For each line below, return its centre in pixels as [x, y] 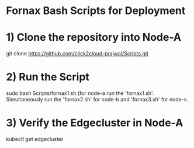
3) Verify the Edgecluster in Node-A [95, 123]
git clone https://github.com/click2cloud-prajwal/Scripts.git [77, 54]
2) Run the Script [48, 77]
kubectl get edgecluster [35, 139]
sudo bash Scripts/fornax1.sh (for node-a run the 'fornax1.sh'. [80, 93]
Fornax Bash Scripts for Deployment [96, 11]
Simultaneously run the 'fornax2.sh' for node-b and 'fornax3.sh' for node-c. [97, 100]
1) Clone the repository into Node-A [94, 38]
